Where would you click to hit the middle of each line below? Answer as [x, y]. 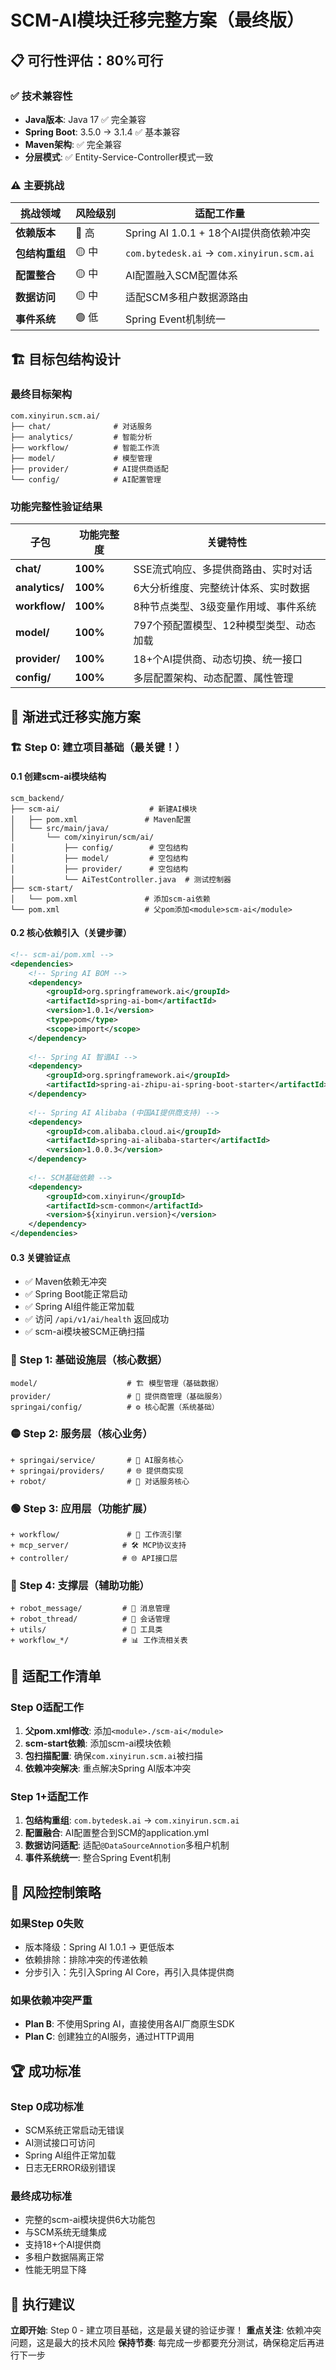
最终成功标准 [41, 2196]
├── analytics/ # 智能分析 [81, 437]
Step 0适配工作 [47, 1707]
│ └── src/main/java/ [60, 828]
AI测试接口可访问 [60, 2143]
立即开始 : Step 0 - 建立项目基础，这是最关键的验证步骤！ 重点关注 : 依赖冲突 [166, 2330]
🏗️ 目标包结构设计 [65, 359]
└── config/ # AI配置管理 [86, 479]
